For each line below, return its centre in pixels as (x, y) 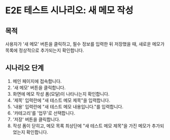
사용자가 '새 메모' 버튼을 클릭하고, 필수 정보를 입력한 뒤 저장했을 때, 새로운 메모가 (85, 44)
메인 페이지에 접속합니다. (37, 81)
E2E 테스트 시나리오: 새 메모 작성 (69, 10)
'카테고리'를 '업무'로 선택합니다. (44, 113)
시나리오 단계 (25, 68)
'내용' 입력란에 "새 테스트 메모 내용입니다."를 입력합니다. (68, 106)
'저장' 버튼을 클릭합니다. (36, 119)
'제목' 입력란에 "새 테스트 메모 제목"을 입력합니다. (61, 100)
